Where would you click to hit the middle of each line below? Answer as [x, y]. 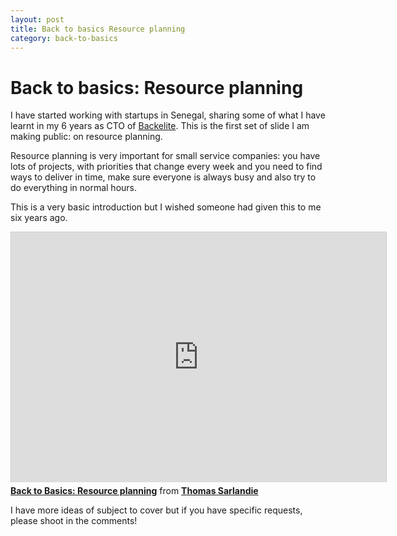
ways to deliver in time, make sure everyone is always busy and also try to [163, 177]
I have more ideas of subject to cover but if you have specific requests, [156, 510]
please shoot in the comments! [74, 521]
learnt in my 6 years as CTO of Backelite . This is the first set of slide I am [160, 126]
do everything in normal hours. [74, 188]
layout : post [37, 19]
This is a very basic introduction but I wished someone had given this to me [166, 207]
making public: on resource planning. [86, 137]
